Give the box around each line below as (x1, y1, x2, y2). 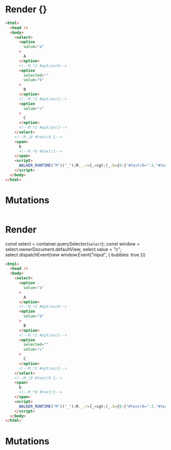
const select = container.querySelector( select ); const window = (5, 241, 140, 247)
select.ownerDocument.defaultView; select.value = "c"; (5, 246, 122, 252)
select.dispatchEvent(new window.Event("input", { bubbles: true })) (5, 251, 146, 257)
